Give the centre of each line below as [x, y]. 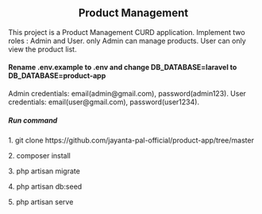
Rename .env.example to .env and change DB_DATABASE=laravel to [123, 68]
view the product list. [42, 49]
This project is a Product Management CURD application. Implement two [127, 32]
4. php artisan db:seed [45, 186]
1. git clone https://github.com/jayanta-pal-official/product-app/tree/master [131, 140]
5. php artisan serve [41, 201]
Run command [33, 120]
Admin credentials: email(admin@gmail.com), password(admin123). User [127, 94]
